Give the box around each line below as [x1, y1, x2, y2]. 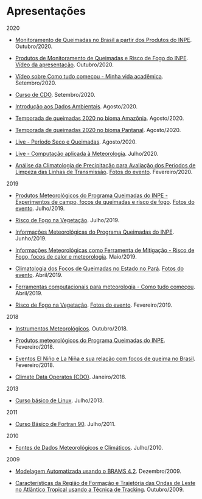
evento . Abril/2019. [15, 271, 63, 278]
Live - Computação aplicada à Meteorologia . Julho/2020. [15, 150, 159, 157]
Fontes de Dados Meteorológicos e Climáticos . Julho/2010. [15, 444, 163, 451]
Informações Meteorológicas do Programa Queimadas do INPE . [15, 228, 175, 236]
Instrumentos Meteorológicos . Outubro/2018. [15, 324, 128, 332]
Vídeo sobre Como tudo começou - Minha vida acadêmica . [15, 72, 164, 80]
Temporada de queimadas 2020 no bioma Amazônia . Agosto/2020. [15, 114, 184, 122]
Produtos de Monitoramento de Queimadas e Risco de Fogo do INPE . [15, 54, 189, 61]
